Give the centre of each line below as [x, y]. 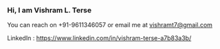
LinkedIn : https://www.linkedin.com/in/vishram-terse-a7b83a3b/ [99, 38]
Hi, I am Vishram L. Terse [49, 10]
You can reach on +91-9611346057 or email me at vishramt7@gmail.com [110, 25]
